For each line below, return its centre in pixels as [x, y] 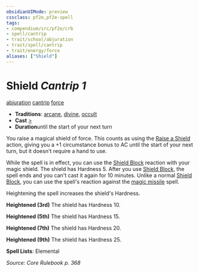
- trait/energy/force [33, 51]
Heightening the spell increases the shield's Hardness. [73, 193]
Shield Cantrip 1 [46, 86]
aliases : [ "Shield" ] [32, 56]
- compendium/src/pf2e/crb [40, 28]
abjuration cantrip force [35, 102]
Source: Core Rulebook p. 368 [43, 262]
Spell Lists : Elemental [33, 251]
